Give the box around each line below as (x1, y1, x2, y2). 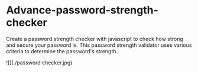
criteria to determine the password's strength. (6, 47, 118, 54)
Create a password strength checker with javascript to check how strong (6, 35, 183, 42)
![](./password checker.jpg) (6, 59, 73, 66)
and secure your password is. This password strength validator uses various (6, 42, 192, 49)
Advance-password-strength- (6, 4, 158, 17)
